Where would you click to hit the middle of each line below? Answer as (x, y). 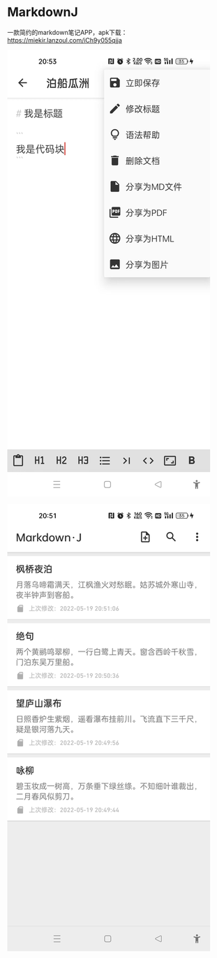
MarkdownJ (43, 12)
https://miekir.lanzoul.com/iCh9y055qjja (65, 40)
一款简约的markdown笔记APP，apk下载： (67, 32)
